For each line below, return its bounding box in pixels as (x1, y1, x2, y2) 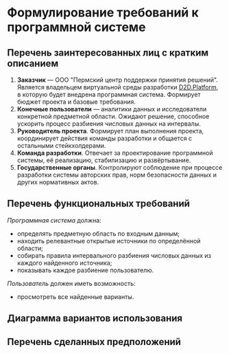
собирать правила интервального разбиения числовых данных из (16, 251, 211, 259)
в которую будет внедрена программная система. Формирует (16, 91, 201, 98)
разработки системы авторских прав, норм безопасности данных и (16, 170, 217, 179)
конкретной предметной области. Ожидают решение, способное (16, 112, 210, 120)
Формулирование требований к (7, 5, 199, 21)
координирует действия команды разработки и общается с (16, 134, 193, 142)
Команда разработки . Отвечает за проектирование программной (16, 149, 214, 157)
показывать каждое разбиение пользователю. (16, 266, 154, 274)
